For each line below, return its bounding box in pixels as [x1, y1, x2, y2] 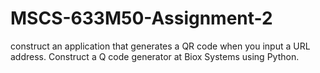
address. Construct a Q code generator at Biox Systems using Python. [10, 50, 300, 62]
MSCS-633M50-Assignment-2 [10, 7, 273, 30]
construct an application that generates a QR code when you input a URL [10, 40, 311, 52]
